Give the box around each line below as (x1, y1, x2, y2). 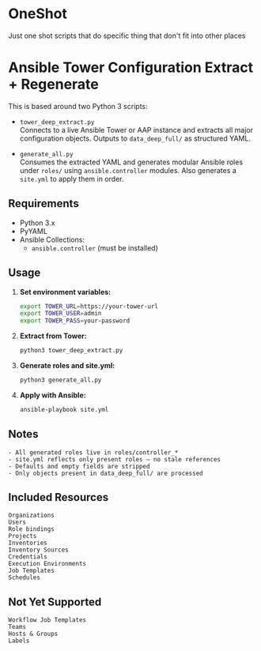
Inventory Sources (8, 546, 69, 554)
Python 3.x (19, 218, 55, 228)
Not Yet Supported (8, 595, 102, 608)
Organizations (8, 511, 55, 520)
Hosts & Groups (8, 630, 59, 638)
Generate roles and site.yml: (19, 361, 115, 370)
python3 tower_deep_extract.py (19, 347, 123, 355)
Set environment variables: (19, 287, 112, 296)
